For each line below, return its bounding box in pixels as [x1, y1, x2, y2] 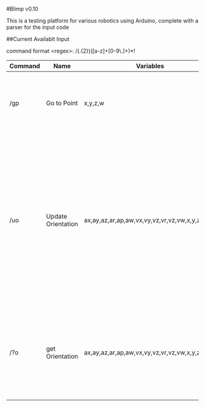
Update [46, 212, 68, 220]
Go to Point [46, 99, 78, 107]
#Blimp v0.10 [6, 6, 38, 12]
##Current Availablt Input [6, 35, 70, 42]
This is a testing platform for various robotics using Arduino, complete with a [6, 17, 199, 24]
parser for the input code [6, 24, 70, 31]
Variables [136, 62, 165, 70]
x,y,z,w [84, 99, 105, 107]
